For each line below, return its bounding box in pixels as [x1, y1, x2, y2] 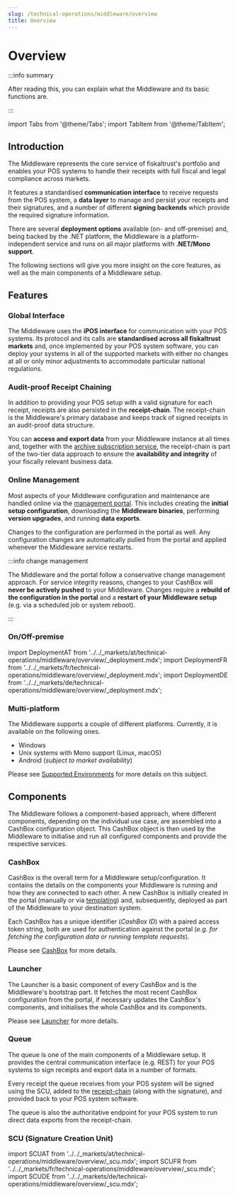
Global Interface [8, 310, 65, 320]
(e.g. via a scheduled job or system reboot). [8, 600, 135, 609]
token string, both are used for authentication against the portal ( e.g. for [8, 925, 218, 934]
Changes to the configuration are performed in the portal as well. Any [8, 527, 211, 536]
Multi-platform [8, 703, 59, 713]
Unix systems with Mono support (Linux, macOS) [18, 749, 162, 757]
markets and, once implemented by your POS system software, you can [8, 342, 219, 350]
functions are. [8, 92, 49, 101]
